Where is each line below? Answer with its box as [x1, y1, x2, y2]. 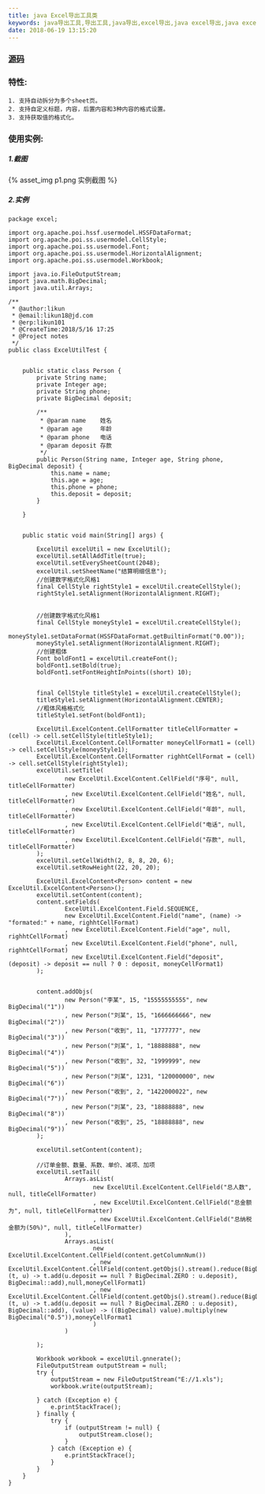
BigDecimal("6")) [8, 1079, 65, 1088]
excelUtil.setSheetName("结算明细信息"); [36, 568, 167, 576]
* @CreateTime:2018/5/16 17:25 [11, 326, 114, 333]
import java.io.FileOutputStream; [8, 270, 122, 278]
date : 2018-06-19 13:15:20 [8, 26, 97, 34]
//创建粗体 [36, 648, 68, 656]
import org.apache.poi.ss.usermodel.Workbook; [8, 257, 164, 265]
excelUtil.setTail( [36, 1168, 101, 1176]
